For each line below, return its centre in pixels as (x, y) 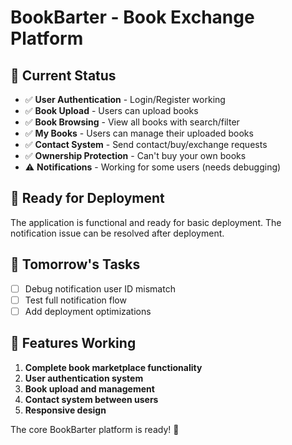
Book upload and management (89, 388)
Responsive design (65, 410)
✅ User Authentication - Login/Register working (125, 99)
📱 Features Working (73, 343)
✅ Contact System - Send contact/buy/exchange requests (146, 144)
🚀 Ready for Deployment (87, 198)
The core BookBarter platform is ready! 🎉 (95, 429)
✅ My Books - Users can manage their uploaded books (139, 133)
